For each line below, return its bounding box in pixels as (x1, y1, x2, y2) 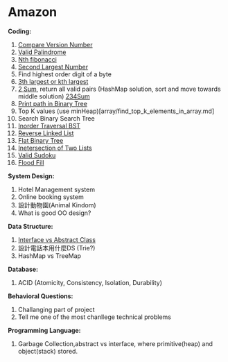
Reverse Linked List (17, 129, 74, 137)
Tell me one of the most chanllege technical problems (17, 313, 172, 321)
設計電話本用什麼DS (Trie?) (17, 243, 96, 252)
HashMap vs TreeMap (17, 251, 82, 260)
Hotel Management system (17, 185, 96, 193)
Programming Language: (8, 326, 82, 334)
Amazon (8, 4, 58, 20)
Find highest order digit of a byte (17, 70, 112, 78)
